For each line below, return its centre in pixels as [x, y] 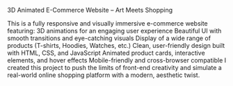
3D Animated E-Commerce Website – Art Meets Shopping [90, 10]
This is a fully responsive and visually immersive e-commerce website [108, 23]
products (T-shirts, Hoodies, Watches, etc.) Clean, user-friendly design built [116, 45]
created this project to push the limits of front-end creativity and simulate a [115, 68]
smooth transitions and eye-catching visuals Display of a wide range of [109, 38]
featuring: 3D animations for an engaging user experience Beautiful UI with [114, 31]
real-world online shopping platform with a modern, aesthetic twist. [104, 75]
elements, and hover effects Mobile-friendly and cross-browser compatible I [117, 60]
